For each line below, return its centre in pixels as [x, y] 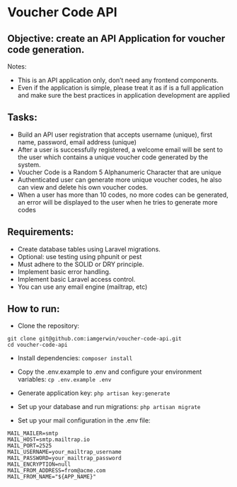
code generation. [46, 49]
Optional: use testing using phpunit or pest [80, 256]
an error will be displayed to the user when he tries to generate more [117, 202]
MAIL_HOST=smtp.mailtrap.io [49, 440]
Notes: [17, 67]
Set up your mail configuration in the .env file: [84, 420]
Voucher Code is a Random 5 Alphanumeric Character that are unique [119, 172]
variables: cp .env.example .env [64, 379]
